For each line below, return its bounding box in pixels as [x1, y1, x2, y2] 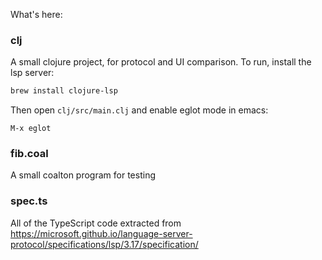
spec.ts [10, 194, 48, 208]
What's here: [10, 9, 63, 20]
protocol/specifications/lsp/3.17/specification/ [10, 238, 199, 250]
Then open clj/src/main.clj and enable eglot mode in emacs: [10, 104, 269, 116]
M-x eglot [10, 124, 52, 134]
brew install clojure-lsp [10, 86, 118, 96]
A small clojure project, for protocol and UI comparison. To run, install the [10, 56, 312, 68]
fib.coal [10, 147, 49, 161]
